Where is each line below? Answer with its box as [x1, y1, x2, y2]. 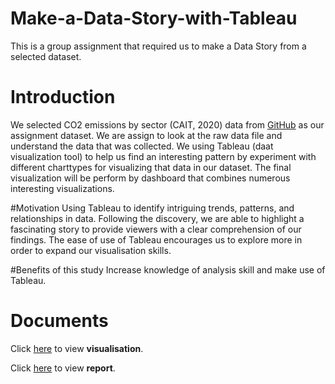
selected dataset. [10, 50, 82, 62]
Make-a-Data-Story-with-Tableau [10, 7, 298, 30]
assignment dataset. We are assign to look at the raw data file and [10, 129, 283, 141]
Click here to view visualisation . [10, 342, 144, 354]
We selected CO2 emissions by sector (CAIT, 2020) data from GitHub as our [10, 118, 325, 131]
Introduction [10, 86, 116, 109]
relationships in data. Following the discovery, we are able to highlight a [10, 212, 305, 224]
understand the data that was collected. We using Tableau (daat [10, 140, 274, 152]
